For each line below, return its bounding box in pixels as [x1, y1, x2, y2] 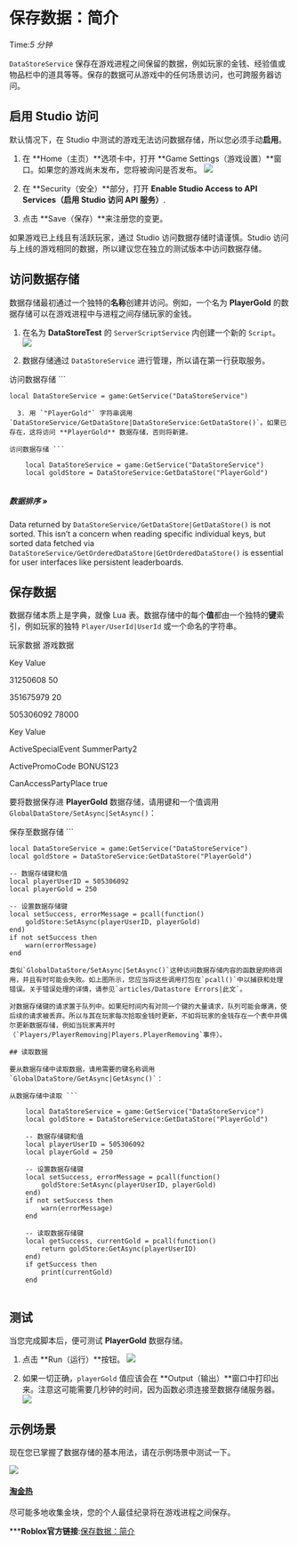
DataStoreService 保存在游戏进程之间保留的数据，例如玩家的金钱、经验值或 [9, 58, 286, 68]
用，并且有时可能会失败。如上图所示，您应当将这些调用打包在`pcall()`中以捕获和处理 [9, 976, 284, 985]
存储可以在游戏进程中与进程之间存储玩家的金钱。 [16, 308, 197, 318]
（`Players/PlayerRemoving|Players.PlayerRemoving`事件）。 [9, 1031, 227, 1040]
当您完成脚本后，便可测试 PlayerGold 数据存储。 [9, 1335, 189, 1346]
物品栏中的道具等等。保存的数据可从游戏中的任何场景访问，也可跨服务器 [9, 68, 274, 80]
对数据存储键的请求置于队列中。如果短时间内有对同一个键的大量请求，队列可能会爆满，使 [9, 1002, 287, 1011]
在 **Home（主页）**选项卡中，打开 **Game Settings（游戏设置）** [21, 153, 274, 164]
